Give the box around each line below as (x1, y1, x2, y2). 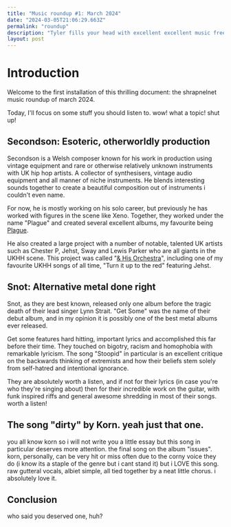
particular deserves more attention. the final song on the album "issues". (7, 444, 212, 453)
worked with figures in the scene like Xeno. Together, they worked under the (7, 211, 224, 219)
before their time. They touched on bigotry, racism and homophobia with (7, 342, 213, 350)
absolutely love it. (7, 474, 57, 482)
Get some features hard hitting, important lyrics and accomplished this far (7, 334, 217, 343)
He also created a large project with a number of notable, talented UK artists (7, 239, 223, 248)
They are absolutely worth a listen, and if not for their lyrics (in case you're (7, 377, 219, 385)
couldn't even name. (7, 191, 65, 199)
